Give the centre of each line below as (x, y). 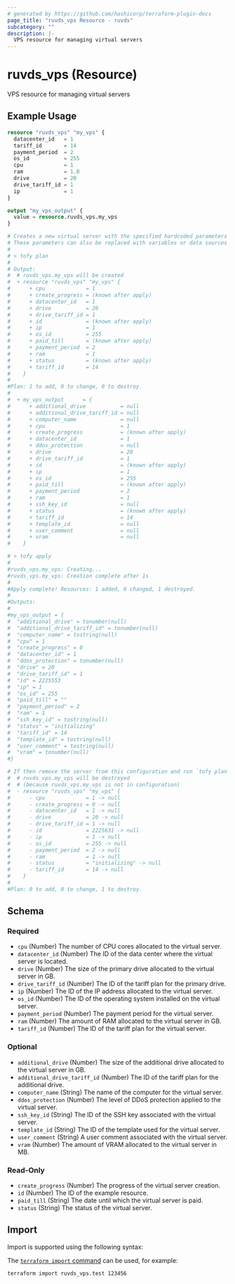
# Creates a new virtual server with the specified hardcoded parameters (117, 236)
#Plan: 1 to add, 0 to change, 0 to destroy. (75, 387)
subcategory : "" (31, 27)
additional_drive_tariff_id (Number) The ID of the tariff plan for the (118, 1077)
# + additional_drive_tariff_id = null (73, 413)
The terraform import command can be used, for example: (93, 1260)
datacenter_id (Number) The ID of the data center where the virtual (115, 954)
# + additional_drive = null (73, 406)
